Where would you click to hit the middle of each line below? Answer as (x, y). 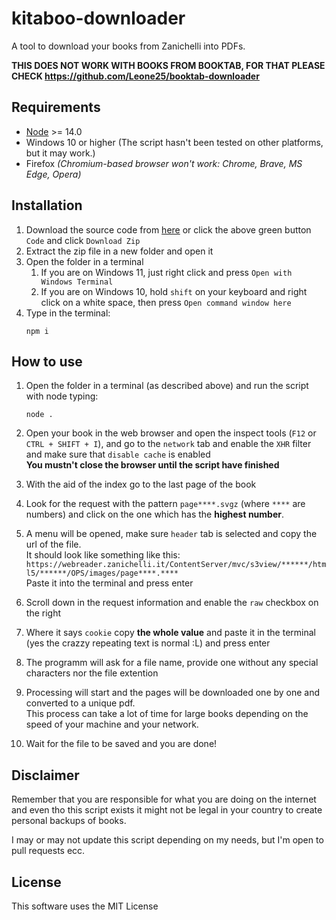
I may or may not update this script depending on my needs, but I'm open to (167, 840)
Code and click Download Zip (83, 240)
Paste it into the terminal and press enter (109, 583)
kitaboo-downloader (98, 18)
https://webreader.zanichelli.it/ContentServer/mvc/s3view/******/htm (176, 565)
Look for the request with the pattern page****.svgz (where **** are (165, 504)
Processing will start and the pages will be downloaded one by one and (173, 693)
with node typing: (62, 396)
